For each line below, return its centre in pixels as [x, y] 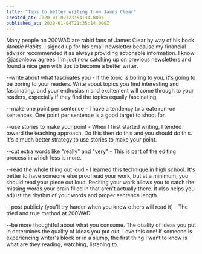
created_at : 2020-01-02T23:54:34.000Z [55, 18]
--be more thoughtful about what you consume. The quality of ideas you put [101, 225]
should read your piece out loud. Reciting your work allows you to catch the [100, 183]
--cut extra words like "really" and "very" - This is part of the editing [91, 151]
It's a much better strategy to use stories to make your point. [82, 140]
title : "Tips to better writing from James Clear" [71, 12]
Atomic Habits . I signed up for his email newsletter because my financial [96, 47]
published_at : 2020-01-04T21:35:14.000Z [58, 23]
